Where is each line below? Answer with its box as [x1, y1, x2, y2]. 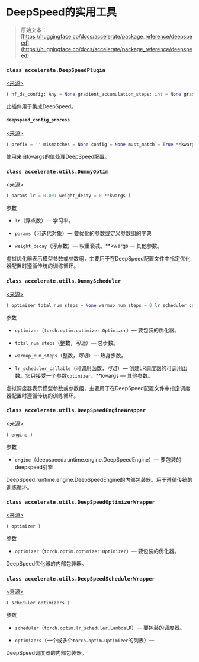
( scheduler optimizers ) [6, 600, 70, 606]
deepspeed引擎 [14, 463, 53, 470]
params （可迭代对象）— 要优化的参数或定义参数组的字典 [14, 230, 152, 237]
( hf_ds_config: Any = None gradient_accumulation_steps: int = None [6, 92, 182, 98]
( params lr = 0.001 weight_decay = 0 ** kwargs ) [6, 193, 131, 199]
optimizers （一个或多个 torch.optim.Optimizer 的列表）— [14, 637, 155, 644]
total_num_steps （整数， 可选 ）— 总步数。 [14, 339, 119, 346]
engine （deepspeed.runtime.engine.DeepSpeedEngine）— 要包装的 [14, 456, 182, 463]
